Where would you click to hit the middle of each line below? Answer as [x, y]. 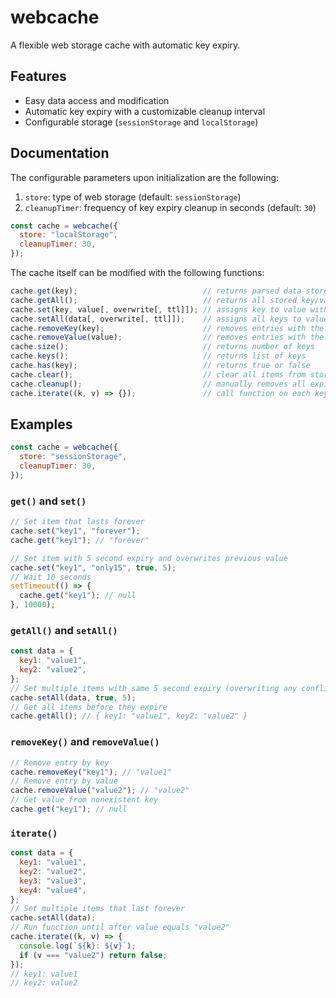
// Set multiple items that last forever [98, 909]
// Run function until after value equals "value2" [120, 927]
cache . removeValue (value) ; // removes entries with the [167, 337]
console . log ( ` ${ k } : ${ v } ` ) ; [78, 946]
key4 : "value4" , [53, 890]
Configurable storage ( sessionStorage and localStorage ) [141, 122]
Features [38, 76]
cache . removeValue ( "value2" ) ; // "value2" [100, 791]
